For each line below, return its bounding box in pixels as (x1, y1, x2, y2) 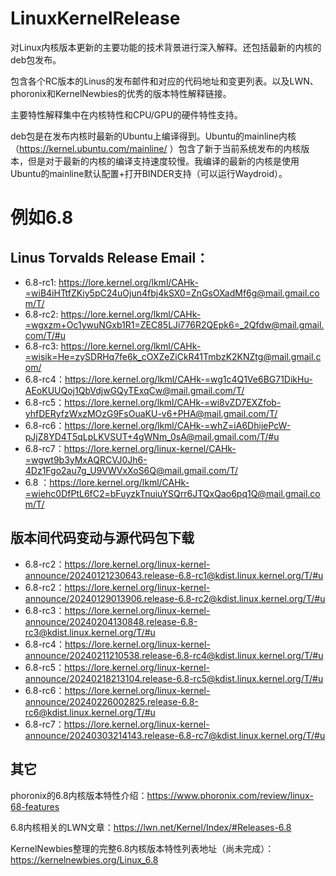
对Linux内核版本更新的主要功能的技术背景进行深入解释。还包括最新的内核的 (10, 41, 322, 53)
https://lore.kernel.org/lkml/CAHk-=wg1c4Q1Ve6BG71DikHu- (64, 373, 313, 385)
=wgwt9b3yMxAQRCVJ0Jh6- (24, 453, 148, 466)
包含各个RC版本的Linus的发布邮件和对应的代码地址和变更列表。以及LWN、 (10, 75, 319, 87)
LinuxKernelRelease (10, 7, 181, 30)
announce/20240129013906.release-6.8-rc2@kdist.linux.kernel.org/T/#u (24, 592, 326, 604)
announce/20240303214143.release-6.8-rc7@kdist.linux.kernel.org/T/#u (24, 729, 326, 741)
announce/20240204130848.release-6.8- (24, 615, 198, 627)
